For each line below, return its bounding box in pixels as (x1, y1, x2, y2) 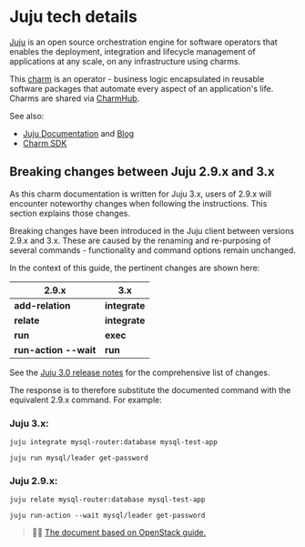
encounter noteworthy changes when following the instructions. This (9, 198, 268, 208)
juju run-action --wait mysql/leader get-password (9, 512, 206, 521)
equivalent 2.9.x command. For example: (9, 394, 162, 405)
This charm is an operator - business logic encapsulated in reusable (9, 73, 265, 84)
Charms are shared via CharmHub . (9, 93, 140, 104)
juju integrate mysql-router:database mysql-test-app (9, 438, 219, 447)
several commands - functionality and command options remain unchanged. (9, 244, 296, 256)
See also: (9, 110, 45, 121)
